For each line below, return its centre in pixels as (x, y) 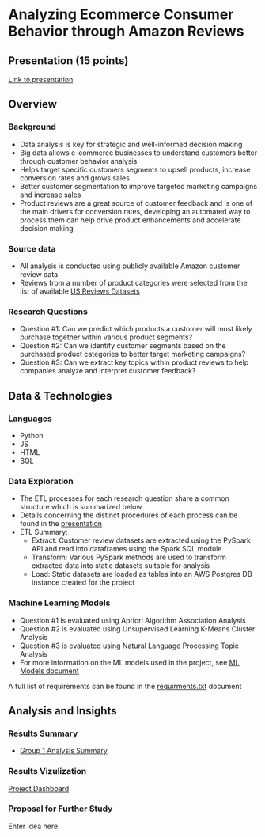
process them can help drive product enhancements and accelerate (130, 220)
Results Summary (43, 733)
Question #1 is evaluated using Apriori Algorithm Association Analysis (133, 620)
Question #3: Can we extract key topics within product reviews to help (134, 362)
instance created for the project (83, 582)
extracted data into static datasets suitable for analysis (121, 566)
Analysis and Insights (62, 711)
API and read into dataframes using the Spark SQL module (127, 549)
